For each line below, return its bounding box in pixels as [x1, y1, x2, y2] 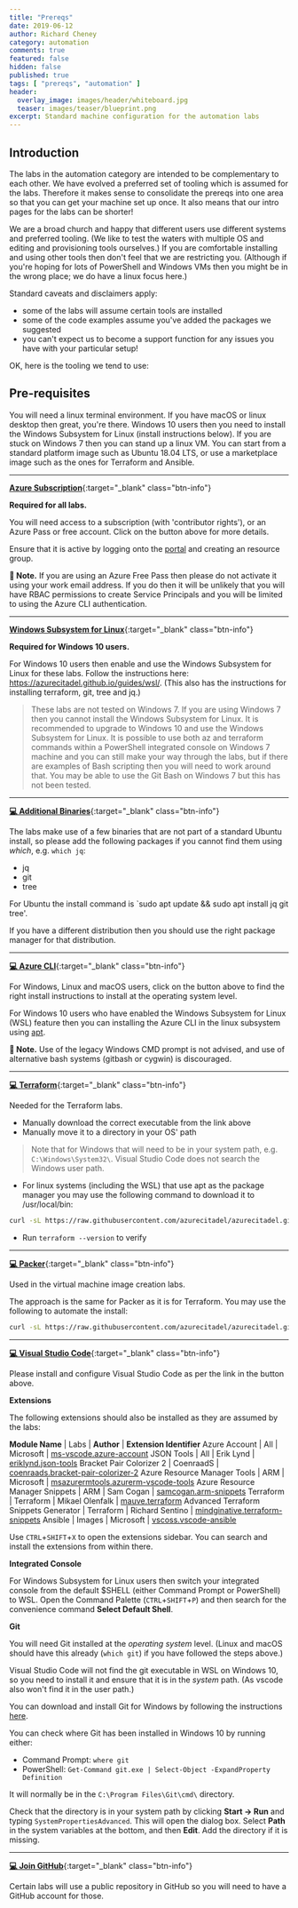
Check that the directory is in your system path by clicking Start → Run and [9, 1806, 286, 1816]
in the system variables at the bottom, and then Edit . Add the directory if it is [9, 1824, 288, 1835]
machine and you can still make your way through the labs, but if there [30, 751, 288, 762]
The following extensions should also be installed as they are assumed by [9, 1412, 278, 1423]
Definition [21, 1773, 63, 1782]
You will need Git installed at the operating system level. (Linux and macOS [9, 1638, 283, 1649]
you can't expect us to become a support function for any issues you [21, 333, 275, 344]
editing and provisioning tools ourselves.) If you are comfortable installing [9, 242, 278, 253]
